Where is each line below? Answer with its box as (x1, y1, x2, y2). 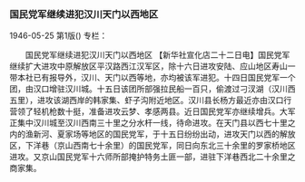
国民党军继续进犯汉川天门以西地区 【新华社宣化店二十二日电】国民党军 (25, 50, 290, 61)
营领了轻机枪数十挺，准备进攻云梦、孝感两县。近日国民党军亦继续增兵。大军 (9, 106, 296, 117)
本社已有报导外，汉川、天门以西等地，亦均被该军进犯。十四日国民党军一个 (16, 72, 296, 83)
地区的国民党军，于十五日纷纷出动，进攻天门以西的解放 (88, 129, 296, 139)
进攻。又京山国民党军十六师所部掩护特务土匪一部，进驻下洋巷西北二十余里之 (9, 151, 296, 162)
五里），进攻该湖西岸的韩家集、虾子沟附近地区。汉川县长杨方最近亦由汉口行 (9, 95, 292, 106)
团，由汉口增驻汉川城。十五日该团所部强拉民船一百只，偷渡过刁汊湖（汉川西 (9, 83, 296, 94)
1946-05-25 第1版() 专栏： (9, 30, 108, 42)
